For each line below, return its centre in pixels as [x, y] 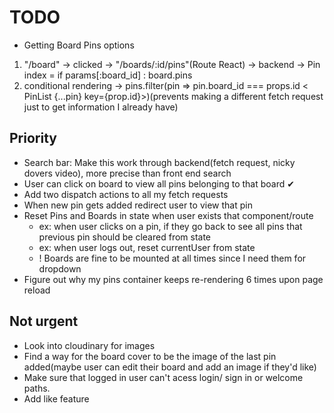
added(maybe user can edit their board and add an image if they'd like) [170, 367]
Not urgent [44, 321]
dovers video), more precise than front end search [127, 173]
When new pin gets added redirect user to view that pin [138, 205]
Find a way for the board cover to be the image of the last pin [150, 356]
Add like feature [56, 398]
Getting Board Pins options [79, 45]
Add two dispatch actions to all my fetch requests [126, 194]
